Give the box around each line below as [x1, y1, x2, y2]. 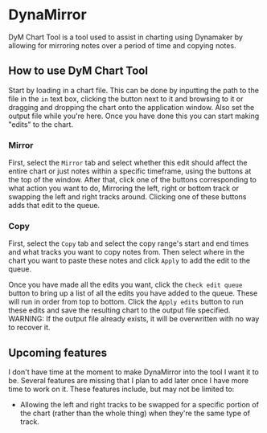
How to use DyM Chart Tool [8, 64, 149, 78]
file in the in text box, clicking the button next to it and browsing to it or [8, 94, 244, 104]
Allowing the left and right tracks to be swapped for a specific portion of [19, 400, 260, 410]
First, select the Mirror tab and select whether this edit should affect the [8, 158, 248, 168]
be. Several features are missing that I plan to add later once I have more [8, 376, 249, 386]
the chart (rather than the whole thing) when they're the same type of [19, 408, 251, 419]
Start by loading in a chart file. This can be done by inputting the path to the [8, 85, 260, 95]
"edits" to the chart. [8, 119, 74, 129]
